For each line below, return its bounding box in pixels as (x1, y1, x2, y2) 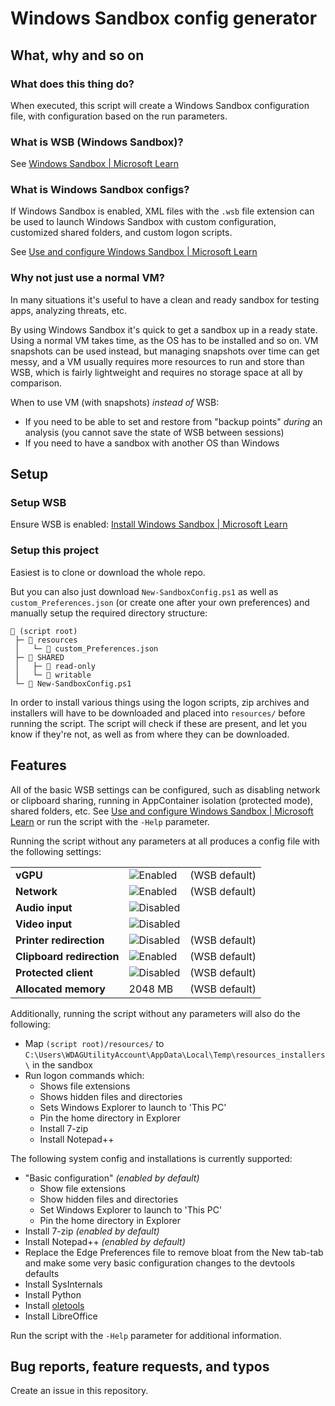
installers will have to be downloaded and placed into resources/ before (10, 707, 306, 719)
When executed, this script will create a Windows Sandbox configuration (10, 99, 310, 111)
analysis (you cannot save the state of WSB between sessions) (24, 426, 285, 438)
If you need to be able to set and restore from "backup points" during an (24, 415, 323, 427)
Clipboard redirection (15, 949, 120, 963)
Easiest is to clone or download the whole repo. (10, 566, 206, 578)
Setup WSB (10, 496, 67, 510)
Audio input (15, 900, 73, 914)
